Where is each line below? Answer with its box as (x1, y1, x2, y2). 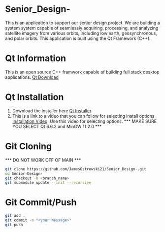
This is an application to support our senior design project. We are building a (5, 20, 160, 26)
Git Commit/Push (5, 197, 77, 208)
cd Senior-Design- (5, 171, 43, 176)
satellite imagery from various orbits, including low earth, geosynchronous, (5, 30, 158, 36)
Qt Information (5, 53, 66, 64)
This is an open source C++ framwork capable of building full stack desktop (5, 69, 160, 75)
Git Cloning (5, 141, 52, 152)
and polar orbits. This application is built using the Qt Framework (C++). (5, 35, 151, 41)
